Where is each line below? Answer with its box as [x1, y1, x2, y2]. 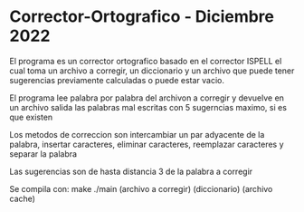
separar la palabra [9, 148, 78, 159]
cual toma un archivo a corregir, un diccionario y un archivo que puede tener [9, 65, 295, 76]
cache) [9, 193, 36, 204]
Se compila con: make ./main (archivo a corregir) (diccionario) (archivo [9, 183, 273, 194]
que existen [9, 111, 53, 122]
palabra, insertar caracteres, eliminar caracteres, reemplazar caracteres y [9, 139, 284, 149]
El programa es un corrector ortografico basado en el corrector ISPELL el [9, 55, 282, 66]
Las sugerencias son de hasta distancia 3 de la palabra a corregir [9, 166, 253, 177]
